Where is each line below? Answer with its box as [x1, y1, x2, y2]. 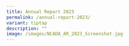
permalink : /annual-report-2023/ [6, 14, 91, 20]
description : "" [6, 25, 47, 32]
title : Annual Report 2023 [6, 8, 74, 15]
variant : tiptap [6, 20, 47, 26]
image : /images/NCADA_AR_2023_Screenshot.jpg [6, 31, 123, 37]
